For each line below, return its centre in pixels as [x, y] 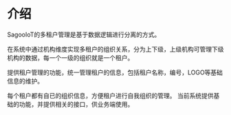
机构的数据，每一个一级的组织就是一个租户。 [70, 57]
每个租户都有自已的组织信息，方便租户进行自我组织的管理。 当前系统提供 [110, 95]
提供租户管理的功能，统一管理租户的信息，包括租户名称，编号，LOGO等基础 [115, 72]
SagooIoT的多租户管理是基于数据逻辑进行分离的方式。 [84, 34]
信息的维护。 [25, 81]
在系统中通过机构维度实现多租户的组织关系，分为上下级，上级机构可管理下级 [115, 49]
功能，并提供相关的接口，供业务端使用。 [76, 104]
